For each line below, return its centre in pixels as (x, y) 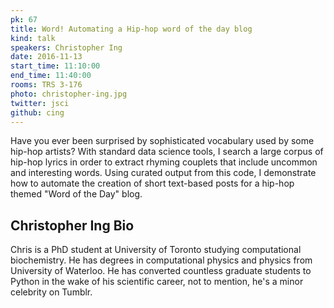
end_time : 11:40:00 (51, 76)
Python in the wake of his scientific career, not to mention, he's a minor (157, 282)
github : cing (37, 112)
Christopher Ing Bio (72, 225)
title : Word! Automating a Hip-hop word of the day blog (131, 29)
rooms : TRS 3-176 (46, 85)
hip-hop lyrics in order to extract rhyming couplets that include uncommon (164, 162)
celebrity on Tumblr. (51, 292)
